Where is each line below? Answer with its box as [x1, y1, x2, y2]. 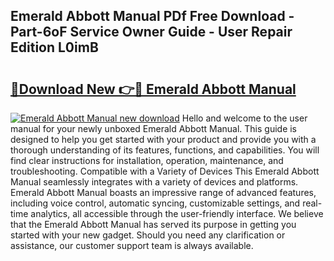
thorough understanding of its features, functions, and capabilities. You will [10, 144, 320, 156]
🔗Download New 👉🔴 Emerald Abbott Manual [10, 80, 297, 98]
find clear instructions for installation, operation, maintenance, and [10, 155, 284, 166]
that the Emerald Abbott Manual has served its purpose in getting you [10, 219, 297, 230]
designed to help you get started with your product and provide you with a [10, 134, 317, 145]
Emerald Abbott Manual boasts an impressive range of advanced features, [10, 187, 317, 198]
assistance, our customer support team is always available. [10, 240, 254, 251]
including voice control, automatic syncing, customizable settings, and [10, 197, 301, 209]
